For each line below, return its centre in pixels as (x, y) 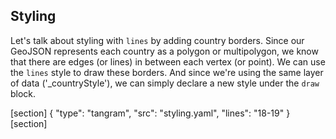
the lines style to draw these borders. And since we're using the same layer (167, 72)
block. (23, 93)
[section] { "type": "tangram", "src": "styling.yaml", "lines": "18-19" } (150, 113)
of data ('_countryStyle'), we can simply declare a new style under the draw (165, 83)
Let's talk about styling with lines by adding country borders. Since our (157, 40)
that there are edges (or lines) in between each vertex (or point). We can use (168, 61)
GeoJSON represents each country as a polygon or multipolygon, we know (164, 51)
